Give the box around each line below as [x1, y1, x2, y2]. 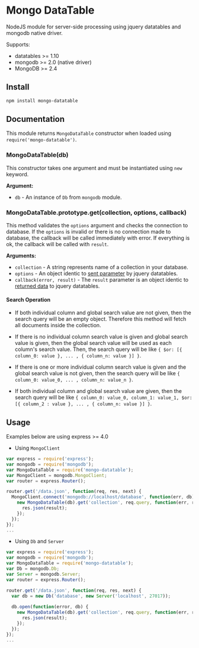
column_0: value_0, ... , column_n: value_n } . [14, 376, 133, 383]
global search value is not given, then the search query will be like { [14, 370, 181, 377]
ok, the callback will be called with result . [6, 241, 109, 248]
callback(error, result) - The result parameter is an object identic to [14, 276, 188, 283]
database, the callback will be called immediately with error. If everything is [6, 234, 190, 241]
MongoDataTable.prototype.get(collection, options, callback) [6, 208, 187, 217]
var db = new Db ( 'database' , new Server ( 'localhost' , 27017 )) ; [11, 593, 171, 599]
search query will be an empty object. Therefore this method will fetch [14, 315, 187, 323]
